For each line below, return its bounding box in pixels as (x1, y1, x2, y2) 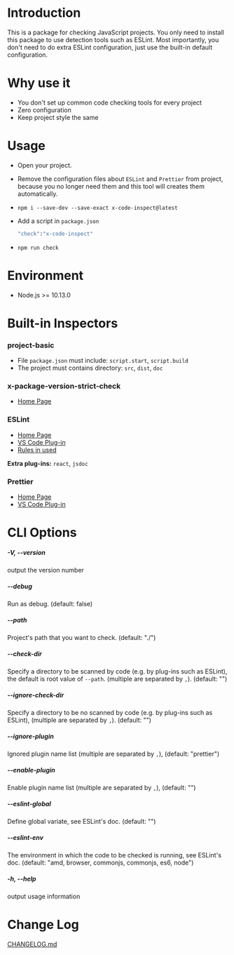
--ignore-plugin (7, 732, 54, 740)
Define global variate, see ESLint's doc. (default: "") (7, 817, 156, 825)
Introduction (7, 5, 81, 21)
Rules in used (17, 446, 57, 454)
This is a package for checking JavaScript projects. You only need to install (7, 28, 224, 36)
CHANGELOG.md (7, 940, 57, 948)
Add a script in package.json (17, 216, 99, 225)
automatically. (17, 189, 58, 198)
